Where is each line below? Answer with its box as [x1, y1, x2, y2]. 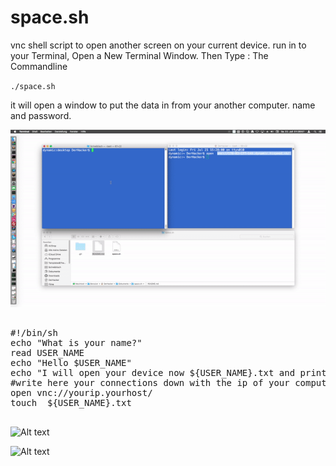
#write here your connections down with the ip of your [10, 377, 290, 388]
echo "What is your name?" [10, 337, 143, 348]
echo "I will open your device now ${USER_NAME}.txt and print [10, 367, 327, 378]
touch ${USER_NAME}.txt [10, 397, 132, 408]
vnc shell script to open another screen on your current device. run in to [10, 39, 307, 51]
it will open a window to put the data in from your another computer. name [10, 99, 316, 111]
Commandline [10, 60, 68, 72]
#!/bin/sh [10, 327, 58, 338]
